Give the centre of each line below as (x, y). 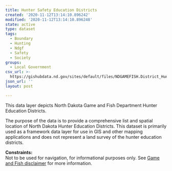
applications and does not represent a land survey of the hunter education (84, 137)
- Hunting (20, 44)
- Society (20, 58)
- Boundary (21, 39)
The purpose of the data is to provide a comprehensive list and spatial (79, 120)
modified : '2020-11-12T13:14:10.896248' (49, 19)
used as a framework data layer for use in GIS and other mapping (74, 132)
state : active (20, 24)
